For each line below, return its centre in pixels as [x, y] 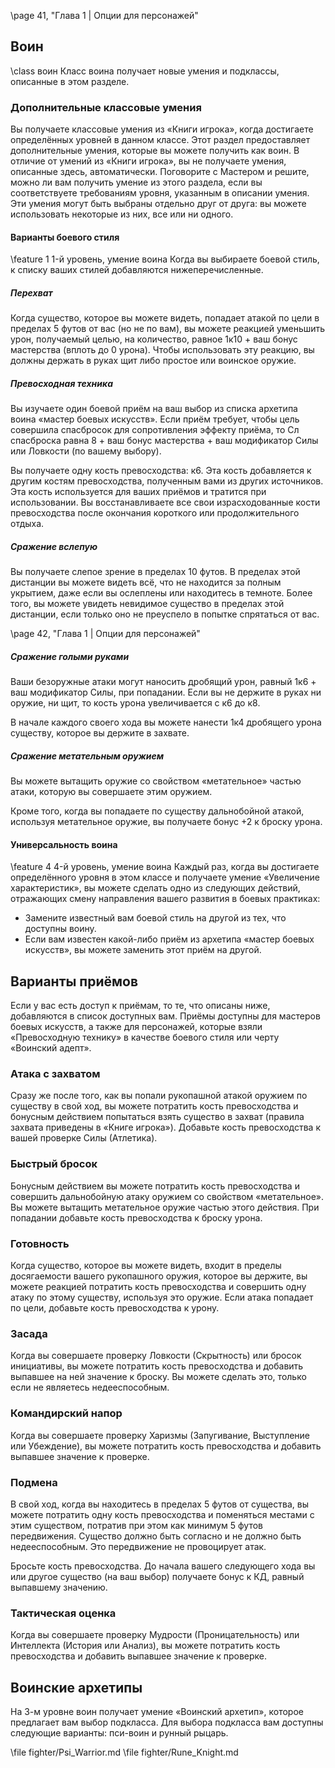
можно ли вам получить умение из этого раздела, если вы [136, 182]
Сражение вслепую [54, 546]
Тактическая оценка [63, 1613]
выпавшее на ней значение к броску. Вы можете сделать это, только [158, 1377]
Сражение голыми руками [70, 656]
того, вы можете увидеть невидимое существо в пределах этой [147, 604]
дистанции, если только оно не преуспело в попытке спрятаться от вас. [165, 614]
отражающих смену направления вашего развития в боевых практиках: [165, 899]
